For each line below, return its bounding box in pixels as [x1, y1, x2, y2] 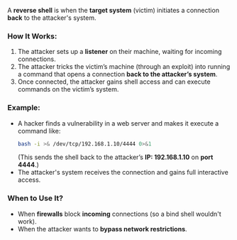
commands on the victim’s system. [17, 85, 119, 94]
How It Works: [7, 31, 57, 41]
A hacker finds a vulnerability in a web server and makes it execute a [17, 119, 219, 127]
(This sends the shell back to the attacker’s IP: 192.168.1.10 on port [17, 153, 214, 162]
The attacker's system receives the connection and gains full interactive [17, 168, 228, 177]
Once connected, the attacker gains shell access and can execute [17, 77, 211, 86]
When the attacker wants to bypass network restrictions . [17, 224, 187, 233]
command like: [17, 126, 61, 135]
